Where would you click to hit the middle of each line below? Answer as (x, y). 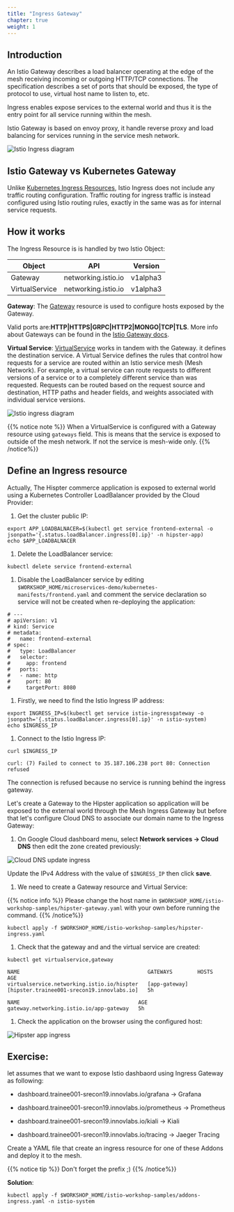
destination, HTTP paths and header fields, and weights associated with (110, 392)
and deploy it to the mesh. (45, 1156)
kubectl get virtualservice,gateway (60, 959)
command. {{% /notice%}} (45, 915)
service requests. (32, 210)
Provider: (20, 502)
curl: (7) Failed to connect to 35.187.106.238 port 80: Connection (109, 763)
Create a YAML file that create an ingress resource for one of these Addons (116, 1148)
